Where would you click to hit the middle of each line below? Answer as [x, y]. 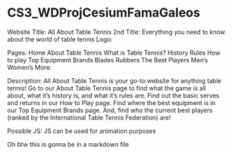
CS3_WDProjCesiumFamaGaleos [104, 13]
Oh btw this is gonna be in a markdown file [68, 144]
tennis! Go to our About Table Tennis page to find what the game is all [107, 88]
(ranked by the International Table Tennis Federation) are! [89, 117]
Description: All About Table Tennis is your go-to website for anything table [114, 80]
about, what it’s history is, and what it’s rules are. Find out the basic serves [113, 95]
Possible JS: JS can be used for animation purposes [82, 131]
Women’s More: [29, 67]
